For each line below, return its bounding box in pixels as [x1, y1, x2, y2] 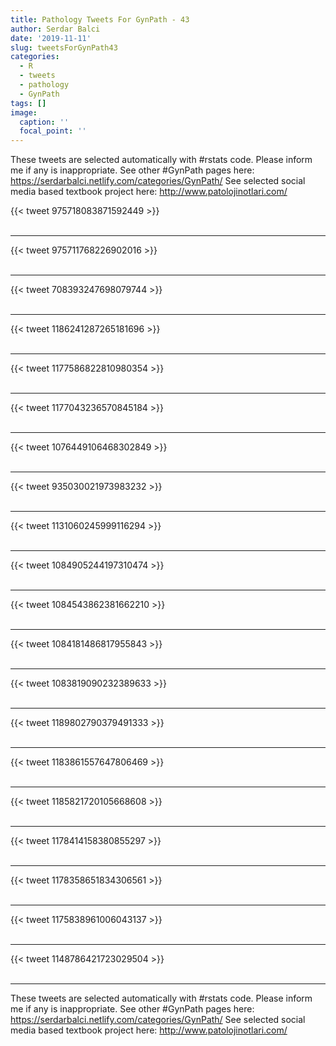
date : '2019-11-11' [10, 33, 92, 43]
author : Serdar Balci [10, 24, 101, 34]
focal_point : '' [19, 126, 87, 136]
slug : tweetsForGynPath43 [10, 42, 118, 53]
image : [10, 107, 38, 118]
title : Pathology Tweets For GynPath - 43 [10, 14, 190, 25]
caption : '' [19, 117, 70, 127]
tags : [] [10, 98, 47, 108]
